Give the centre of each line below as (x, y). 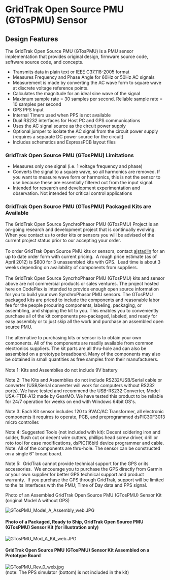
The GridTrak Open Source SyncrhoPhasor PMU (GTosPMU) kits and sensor (85, 278)
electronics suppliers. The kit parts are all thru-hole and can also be (76, 348)
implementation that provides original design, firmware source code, (77, 56)
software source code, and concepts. (44, 62)
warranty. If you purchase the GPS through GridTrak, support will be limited (84, 480)
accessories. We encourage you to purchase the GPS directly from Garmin (84, 469)
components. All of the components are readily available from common (79, 343)
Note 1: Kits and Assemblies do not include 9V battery (61, 370)
